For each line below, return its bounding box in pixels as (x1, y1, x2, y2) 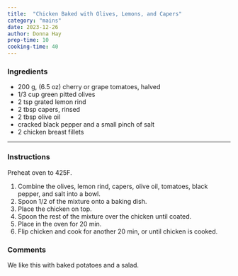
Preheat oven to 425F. (7, 168, 72, 177)
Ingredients (7, 67, 48, 76)
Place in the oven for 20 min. (17, 219, 102, 228)
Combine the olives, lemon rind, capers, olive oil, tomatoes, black (17, 182, 208, 190)
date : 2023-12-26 (7, 23, 59, 30)
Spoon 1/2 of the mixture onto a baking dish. (17, 197, 147, 205)
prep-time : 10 (7, 37, 50, 44)
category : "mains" (7, 17, 62, 24)
